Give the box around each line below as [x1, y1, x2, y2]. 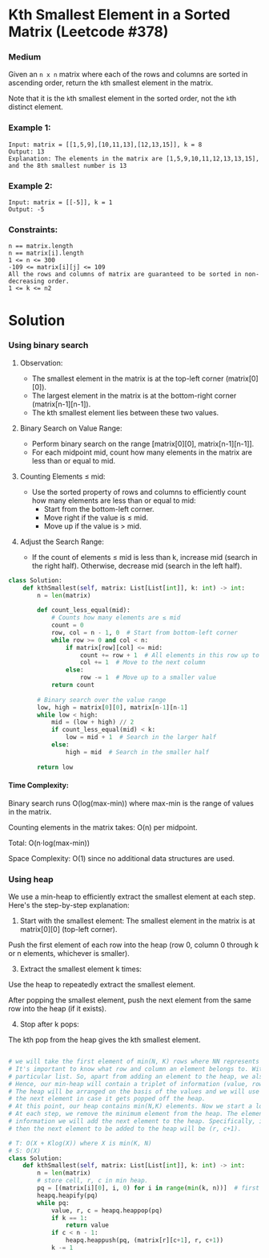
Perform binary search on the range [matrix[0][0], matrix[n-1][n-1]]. [31, 439, 255, 448]
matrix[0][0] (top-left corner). [19, 925, 118, 934]
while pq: [37, 1199, 70, 1207]
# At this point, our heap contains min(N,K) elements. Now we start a [8, 1102, 252, 1110]
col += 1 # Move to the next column [79, 659, 206, 667]
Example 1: [8, 122, 51, 133]
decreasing [8, 277, 45, 286]
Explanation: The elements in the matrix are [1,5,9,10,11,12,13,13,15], [8, 154, 260, 162]
